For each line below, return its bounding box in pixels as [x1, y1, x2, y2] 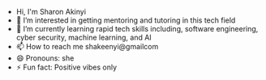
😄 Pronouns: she [15, 53, 75, 63]
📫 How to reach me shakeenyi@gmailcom [15, 42, 159, 51]
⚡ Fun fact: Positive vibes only [15, 62, 118, 72]
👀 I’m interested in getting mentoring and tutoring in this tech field [15, 15, 236, 25]
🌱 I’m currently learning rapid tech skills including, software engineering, [15, 24, 259, 33]
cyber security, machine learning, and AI [15, 32, 152, 42]
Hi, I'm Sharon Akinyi [15, 7, 87, 16]
